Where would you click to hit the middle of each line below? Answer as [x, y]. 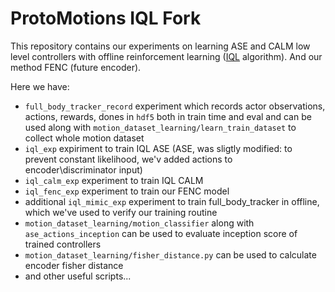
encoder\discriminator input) [83, 169]
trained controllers [63, 244]
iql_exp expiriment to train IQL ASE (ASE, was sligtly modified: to [158, 148]
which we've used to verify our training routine [121, 212]
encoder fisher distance [74, 265]
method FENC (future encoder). [76, 67]
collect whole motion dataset [84, 138]
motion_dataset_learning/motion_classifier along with [139, 223]
